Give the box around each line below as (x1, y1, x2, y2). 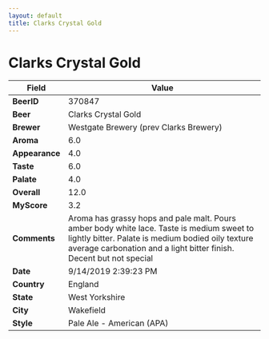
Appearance (12, 148, 61, 159)
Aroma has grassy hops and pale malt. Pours (67, 213, 236, 224)
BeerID (12, 96, 39, 107)
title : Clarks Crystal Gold (8, 19, 102, 27)
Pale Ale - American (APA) (67, 317, 169, 329)
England (67, 279, 99, 290)
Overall (12, 187, 41, 198)
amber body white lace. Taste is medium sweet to (67, 223, 255, 234)
